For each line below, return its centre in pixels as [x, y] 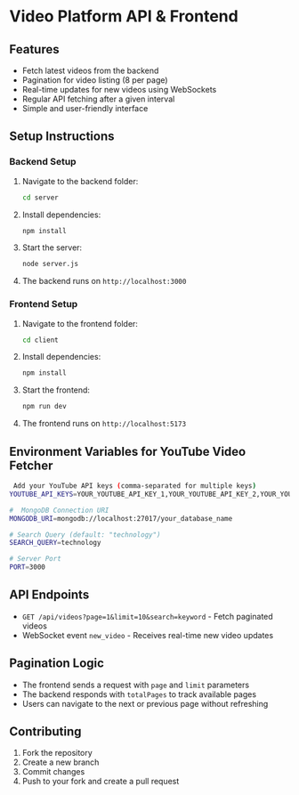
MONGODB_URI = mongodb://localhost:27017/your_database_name [121, 518]
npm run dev [44, 407]
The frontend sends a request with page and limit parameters [136, 685]
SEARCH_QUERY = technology [55, 543]
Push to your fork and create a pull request [101, 782]
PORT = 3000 [28, 567]
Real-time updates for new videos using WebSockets [119, 89]
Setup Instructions [62, 137]
